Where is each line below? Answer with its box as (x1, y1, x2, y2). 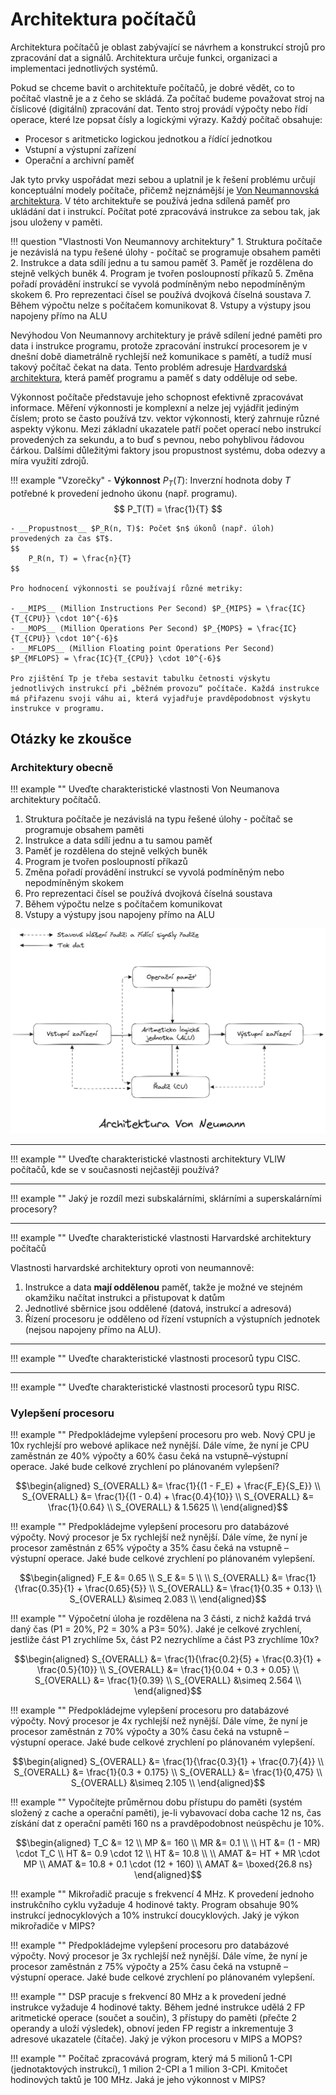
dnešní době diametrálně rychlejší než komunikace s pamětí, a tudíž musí (10, 350, 312, 362)
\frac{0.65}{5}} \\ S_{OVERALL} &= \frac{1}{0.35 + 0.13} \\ (84, 1583, 322, 1595)
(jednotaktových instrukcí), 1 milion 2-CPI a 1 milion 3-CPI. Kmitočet (10, 2063, 288, 2075)
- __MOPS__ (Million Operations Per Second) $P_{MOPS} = (10, 623, 253, 633)
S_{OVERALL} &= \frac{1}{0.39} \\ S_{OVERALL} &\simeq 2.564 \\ (34, 1674, 302, 1687)
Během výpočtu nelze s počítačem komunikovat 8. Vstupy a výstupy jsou (10, 299, 312, 311)
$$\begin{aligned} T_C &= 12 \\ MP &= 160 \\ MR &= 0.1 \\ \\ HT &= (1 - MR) (15, 1837, 321, 1849)
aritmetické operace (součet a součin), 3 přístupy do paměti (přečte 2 (10, 2012, 297, 2024)
